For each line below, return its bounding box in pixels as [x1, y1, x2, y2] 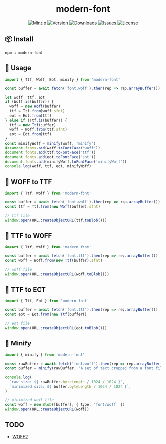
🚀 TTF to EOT [5, 286, 46, 294]
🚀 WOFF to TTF [5, 177, 52, 186]
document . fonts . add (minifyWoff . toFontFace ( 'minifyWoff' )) [5, 159, 127, 164]
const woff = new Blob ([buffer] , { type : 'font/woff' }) [5, 402, 125, 407]
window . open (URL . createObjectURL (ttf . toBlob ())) [5, 218, 107, 223]
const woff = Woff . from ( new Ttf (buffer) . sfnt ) [5, 258, 103, 263]
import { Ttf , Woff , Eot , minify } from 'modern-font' [5, 77, 121, 82]
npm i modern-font [5, 50, 43, 55]
